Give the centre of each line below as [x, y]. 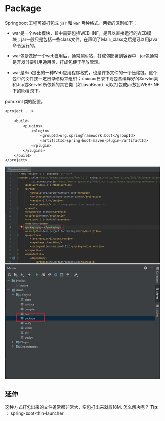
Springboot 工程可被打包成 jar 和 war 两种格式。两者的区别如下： [71, 23]
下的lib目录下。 [27, 91]
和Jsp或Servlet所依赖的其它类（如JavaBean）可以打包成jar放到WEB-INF [86, 84]
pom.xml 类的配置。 [25, 101]
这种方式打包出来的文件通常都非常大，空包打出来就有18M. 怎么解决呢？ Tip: [82, 407]
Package [23, 9]
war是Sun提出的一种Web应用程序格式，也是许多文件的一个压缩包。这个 [85, 72]
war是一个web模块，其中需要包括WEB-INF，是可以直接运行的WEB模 [82, 33]
